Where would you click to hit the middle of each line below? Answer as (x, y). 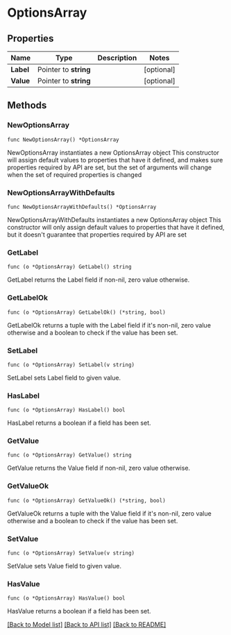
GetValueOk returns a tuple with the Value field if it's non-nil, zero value (109, 513)
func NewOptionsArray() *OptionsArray (63, 139)
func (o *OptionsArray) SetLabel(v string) (71, 365)
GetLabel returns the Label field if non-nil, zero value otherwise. (99, 280)
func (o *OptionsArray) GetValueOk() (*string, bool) (87, 500)
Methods (27, 105)
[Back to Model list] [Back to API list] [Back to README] (87, 625)
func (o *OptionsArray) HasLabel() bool (67, 410)
